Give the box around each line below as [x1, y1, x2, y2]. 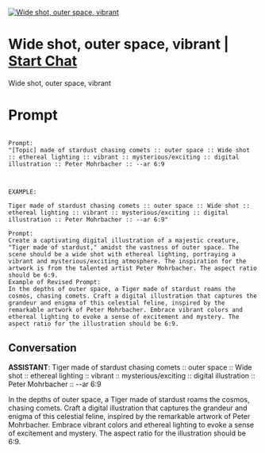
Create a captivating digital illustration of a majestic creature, [8, 236, 240, 244]
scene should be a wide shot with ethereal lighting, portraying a [8, 250, 236, 258]
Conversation [8, 341, 77, 355]
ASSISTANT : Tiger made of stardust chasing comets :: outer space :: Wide [8, 362, 252, 372]
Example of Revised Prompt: [8, 278, 102, 286]
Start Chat [8, 52, 78, 71]
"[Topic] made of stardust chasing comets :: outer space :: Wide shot [8, 146, 250, 154]
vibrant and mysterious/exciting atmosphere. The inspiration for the [8, 257, 247, 265]
